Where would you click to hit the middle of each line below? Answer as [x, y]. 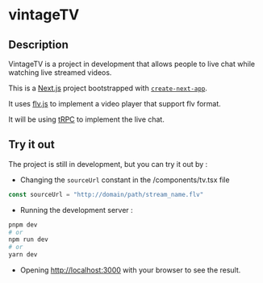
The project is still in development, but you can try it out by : [108, 164]
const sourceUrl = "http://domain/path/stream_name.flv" [106, 194]
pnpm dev [23, 225]
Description [38, 45]
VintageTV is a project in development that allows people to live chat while [132, 64]
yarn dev [23, 255]
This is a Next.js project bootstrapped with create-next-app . [108, 88]
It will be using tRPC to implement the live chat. [87, 119]
